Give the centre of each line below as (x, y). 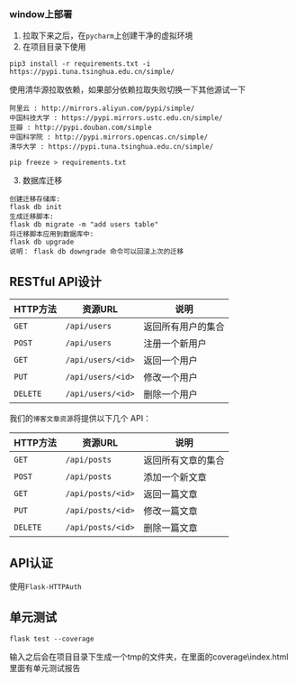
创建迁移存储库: (35, 199)
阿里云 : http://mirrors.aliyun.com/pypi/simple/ (102, 109)
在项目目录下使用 (54, 47)
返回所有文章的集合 (184, 460)
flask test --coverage (52, 639)
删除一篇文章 (170, 528)
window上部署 (41, 14)
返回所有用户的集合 (184, 327)
